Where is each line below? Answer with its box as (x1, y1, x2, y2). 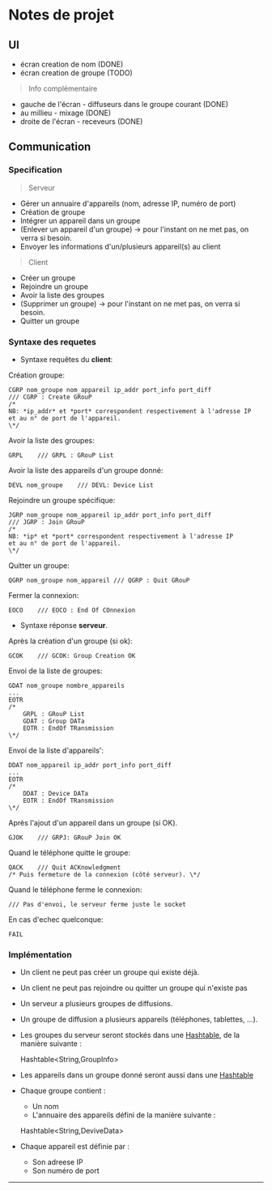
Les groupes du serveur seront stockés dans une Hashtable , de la (19, 1031, 240, 1040)
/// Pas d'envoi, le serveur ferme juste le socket (8, 900, 186, 908)
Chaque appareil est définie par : (19, 1142, 130, 1151)
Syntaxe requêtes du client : (19, 354, 113, 364)
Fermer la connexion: (8, 590, 79, 600)
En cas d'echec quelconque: (8, 914, 104, 924)
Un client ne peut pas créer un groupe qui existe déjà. (19, 967, 200, 977)
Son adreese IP (32, 1157, 83, 1168)
